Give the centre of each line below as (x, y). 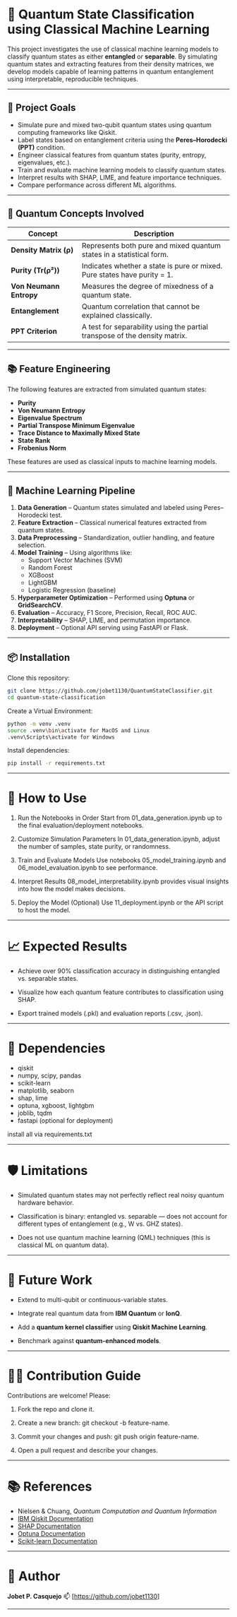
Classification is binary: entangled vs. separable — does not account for (122, 1216)
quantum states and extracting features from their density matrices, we (111, 64)
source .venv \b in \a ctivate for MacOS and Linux (79, 730)
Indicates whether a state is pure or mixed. (152, 265)
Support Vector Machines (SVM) (75, 560)
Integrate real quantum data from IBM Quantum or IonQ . (99, 1313)
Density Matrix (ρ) (42, 250)
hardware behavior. (45, 1203)
